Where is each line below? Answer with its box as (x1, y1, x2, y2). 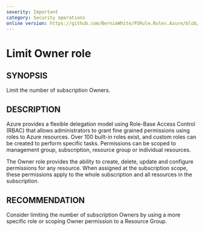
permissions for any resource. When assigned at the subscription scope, (6, 165, 188, 172)
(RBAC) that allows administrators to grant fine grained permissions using (6, 127, 190, 134)
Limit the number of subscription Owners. (6, 86, 110, 94)
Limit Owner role (6, 46, 92, 60)
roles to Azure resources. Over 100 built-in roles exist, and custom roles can (6, 133, 196, 140)
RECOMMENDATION (6, 195, 85, 205)
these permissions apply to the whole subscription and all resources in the (6, 171, 192, 178)
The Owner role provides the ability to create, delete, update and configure (6, 158, 194, 165)
